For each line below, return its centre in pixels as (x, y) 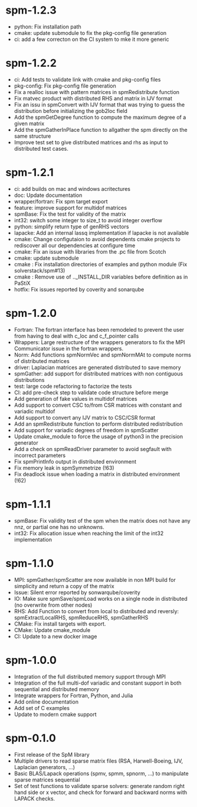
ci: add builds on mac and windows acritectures (72, 189)
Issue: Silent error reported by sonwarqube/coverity (77, 592)
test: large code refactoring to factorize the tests (73, 386)
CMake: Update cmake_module (52, 630)
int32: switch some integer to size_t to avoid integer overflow (88, 220)
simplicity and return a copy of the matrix (64, 586)
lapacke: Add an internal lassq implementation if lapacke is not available (101, 233)
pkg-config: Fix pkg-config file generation (65, 86)
